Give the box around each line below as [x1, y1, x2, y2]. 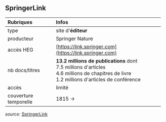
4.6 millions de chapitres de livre [56, 69, 132, 76]
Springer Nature [56, 35, 93, 42]
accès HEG [7, 46, 34, 53]
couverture [7, 92, 34, 99]
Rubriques [7, 18, 33, 25]
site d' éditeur [56, 27, 87, 34]
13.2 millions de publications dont [56, 57, 137, 64]
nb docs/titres [7, 66, 41, 73]
